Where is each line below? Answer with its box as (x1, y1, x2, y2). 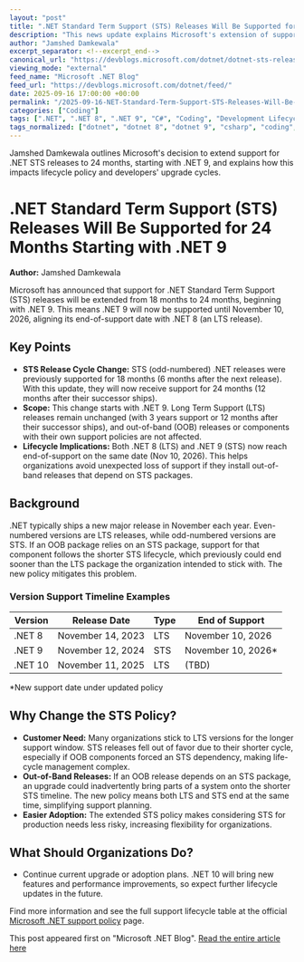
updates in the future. (22, 889, 104, 899)
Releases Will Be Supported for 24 (9, 218, 272, 238)
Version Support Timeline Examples (9, 591, 170, 603)
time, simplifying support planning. (22, 799, 152, 811)
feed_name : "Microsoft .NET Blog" (9, 72, 140, 82)
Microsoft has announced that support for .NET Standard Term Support (9, 284, 276, 295)
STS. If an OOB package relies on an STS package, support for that (9, 539, 260, 550)
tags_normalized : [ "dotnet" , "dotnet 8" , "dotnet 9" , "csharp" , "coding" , (9, 123, 298, 132)
